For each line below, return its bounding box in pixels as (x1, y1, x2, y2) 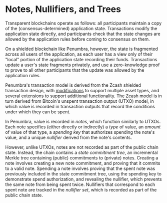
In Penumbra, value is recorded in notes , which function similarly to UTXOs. (5, 118, 161, 124)
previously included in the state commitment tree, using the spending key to (5, 170, 161, 176)
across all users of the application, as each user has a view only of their (5, 51, 153, 57)
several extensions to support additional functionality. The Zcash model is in (5, 93, 162, 99)
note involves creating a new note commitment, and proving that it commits (5, 160, 160, 166)
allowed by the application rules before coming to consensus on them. (5, 36, 150, 42)
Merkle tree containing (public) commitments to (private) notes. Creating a (5, 154, 158, 161)
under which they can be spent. (5, 109, 71, 115)
